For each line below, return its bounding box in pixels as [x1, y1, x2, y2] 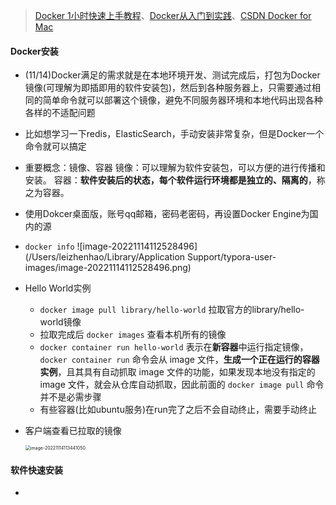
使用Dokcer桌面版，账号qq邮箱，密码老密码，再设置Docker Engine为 [24, 208, 310, 220]
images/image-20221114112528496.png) [24, 262, 192, 274]
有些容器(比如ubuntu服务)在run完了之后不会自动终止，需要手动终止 [39, 404, 317, 416]
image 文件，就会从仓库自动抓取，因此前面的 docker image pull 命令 [39, 379, 325, 391]
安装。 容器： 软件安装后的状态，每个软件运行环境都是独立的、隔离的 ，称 [24, 174, 326, 186]
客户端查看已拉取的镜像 [24, 425, 122, 437]
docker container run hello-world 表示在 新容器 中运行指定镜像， [39, 341, 309, 353]
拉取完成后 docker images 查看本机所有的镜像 [39, 329, 227, 341]
